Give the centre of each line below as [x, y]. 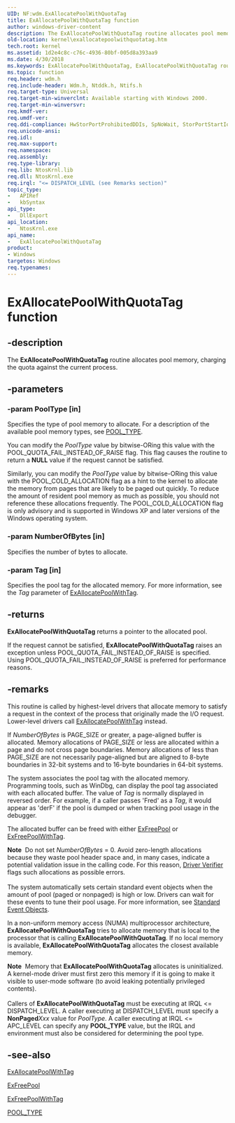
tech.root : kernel [34, 46]
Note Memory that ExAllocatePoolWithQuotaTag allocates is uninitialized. [115, 966]
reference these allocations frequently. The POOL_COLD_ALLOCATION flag [115, 503]
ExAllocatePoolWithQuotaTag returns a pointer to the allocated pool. [107, 632]
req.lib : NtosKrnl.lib [40, 170]
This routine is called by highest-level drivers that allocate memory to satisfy [117, 706]
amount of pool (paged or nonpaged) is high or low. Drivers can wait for [111, 894]
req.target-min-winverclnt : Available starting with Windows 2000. [108, 99]
